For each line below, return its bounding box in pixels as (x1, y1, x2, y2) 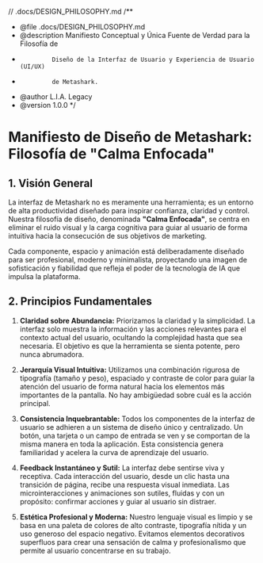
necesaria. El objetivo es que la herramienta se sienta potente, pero (19, 341, 240, 350)
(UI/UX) (19, 63, 45, 71)
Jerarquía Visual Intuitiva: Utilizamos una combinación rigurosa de (19, 365, 240, 374)
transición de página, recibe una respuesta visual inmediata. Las (19, 480, 230, 489)
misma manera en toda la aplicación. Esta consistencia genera (19, 439, 224, 449)
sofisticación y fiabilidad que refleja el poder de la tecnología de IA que (8, 263, 240, 273)
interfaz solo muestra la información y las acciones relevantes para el (19, 324, 247, 334)
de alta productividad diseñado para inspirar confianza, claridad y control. (8, 206, 250, 215)
